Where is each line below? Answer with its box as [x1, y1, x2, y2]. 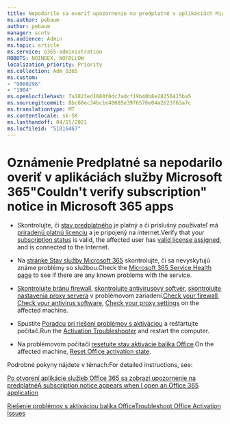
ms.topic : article [7, 42, 60, 49]
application [7, 389, 39, 397]
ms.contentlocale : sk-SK [7, 112, 78, 119]
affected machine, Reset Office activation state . [16, 348, 152, 356]
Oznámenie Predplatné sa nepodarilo [7, 155, 222, 170]
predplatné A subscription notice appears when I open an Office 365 [7, 381, 199, 390]
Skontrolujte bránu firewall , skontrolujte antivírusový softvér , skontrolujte [16, 284, 221, 293]
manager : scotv [7, 29, 51, 36]
